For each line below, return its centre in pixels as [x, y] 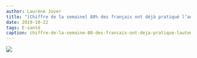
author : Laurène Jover [34, 11]
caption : [17, 33]
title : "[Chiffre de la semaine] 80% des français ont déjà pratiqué [93, 17]
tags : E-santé [23, 28]
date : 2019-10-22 [27, 22]
